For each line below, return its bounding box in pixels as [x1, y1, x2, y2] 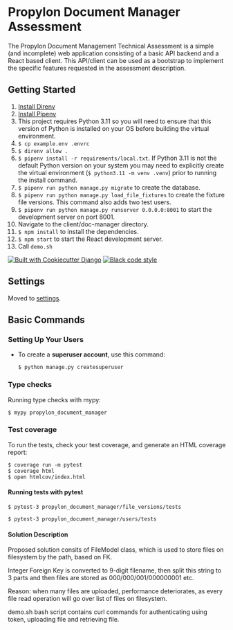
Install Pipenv [17, 109, 57, 118]
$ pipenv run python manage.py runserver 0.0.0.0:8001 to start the [17, 205, 212, 213]
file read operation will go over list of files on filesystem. [8, 595, 168, 603]
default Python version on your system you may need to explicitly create [17, 161, 224, 170]
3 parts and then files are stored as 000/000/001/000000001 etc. [8, 574, 194, 582]
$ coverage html [8, 467, 55, 474]
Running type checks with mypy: [8, 395, 101, 404]
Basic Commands [8, 314, 85, 325]
